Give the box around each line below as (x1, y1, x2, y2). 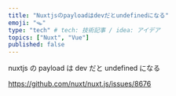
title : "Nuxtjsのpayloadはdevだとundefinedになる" (8, 11, 169, 20)
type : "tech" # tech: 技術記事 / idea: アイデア (8, 26, 161, 34)
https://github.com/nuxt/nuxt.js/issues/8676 (8, 79, 152, 89)
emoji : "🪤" (8, 19, 46, 27)
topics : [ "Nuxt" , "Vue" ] (8, 33, 90, 42)
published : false (8, 41, 65, 49)
